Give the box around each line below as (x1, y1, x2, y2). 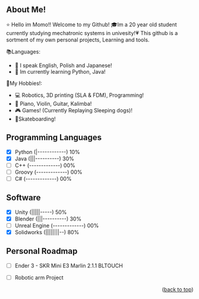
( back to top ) (162, 285, 194, 293)
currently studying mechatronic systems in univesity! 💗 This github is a (6, 29, 178, 36)
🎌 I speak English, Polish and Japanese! (14, 62, 112, 69)
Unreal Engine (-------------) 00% (14, 222, 99, 229)
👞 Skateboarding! (14, 115, 56, 122)
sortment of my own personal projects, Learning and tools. (6, 36, 150, 43)
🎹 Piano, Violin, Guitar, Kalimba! (14, 100, 92, 107)
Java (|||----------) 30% (14, 155, 74, 162)
